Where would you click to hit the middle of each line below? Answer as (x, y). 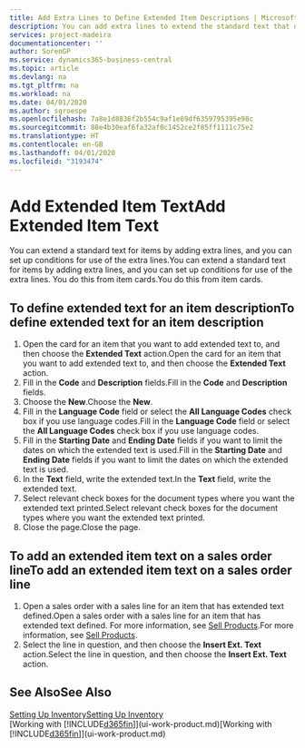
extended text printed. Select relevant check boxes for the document (150, 508)
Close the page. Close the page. (81, 527)
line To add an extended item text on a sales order (151, 570)
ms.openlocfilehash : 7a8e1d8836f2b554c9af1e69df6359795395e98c (132, 119)
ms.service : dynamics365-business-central (91, 60)
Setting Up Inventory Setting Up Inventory (86, 714)
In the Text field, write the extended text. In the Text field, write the (147, 479)
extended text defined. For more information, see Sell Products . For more (158, 625)
